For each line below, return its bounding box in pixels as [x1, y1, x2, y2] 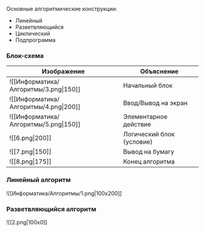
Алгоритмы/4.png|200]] [9, 103, 81, 111]
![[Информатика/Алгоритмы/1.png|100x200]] [6, 189, 122, 197]
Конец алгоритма [123, 158, 175, 166]
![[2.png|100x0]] [6, 219, 48, 226]
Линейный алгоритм [6, 176, 71, 185]
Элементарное [123, 113, 168, 121]
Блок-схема [6, 51, 44, 60]
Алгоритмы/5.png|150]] [9, 120, 81, 128]
